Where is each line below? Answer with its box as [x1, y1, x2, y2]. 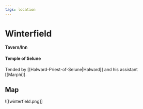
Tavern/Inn [5, 44, 28, 50]
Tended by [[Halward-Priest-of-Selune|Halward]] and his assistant [5, 66, 138, 72]
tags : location [5, 7, 36, 12]
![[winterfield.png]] [5, 98, 43, 105]
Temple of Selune [5, 55, 41, 61]
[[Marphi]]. [5, 72, 27, 77]
